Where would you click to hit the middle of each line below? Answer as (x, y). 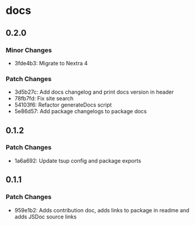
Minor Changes (29, 50)
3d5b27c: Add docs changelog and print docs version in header (94, 92)
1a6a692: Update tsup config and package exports (78, 160)
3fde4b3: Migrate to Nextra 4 (51, 63)
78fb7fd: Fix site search (44, 99)
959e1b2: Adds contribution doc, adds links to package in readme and (102, 210)
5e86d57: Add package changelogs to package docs (81, 111)
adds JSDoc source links (45, 217)
